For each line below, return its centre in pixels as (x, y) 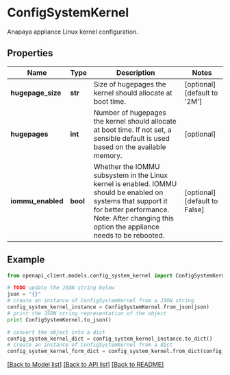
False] (194, 209)
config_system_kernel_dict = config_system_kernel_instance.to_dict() (110, 339)
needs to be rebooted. (129, 235)
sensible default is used (131, 138)
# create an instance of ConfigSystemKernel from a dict (90, 345)
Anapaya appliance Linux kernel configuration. (73, 32)
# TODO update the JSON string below (61, 288)
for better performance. (131, 209)
